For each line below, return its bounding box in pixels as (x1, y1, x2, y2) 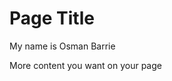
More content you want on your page (9, 59, 162, 71)
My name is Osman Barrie (9, 40, 116, 52)
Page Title (9, 7, 95, 30)
